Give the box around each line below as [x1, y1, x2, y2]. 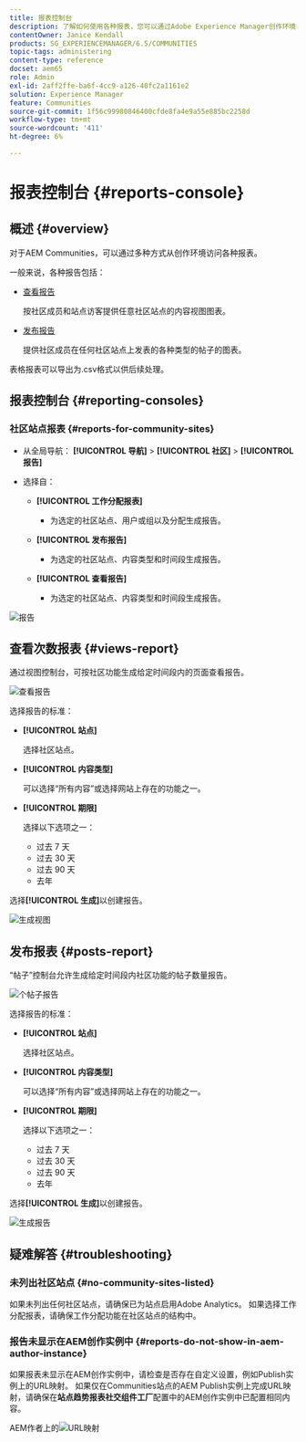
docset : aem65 [9, 65, 64, 74]
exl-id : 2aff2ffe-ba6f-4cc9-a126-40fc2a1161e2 [9, 81, 189, 90]
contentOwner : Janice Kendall [9, 30, 125, 39]
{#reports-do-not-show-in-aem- [135, 1334, 284, 1347]
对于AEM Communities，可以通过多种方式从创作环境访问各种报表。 [9, 247, 262, 258]
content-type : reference [9, 56, 104, 65]
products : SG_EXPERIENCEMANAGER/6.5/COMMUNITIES [9, 38, 198, 48]
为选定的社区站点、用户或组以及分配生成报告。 [49, 515, 226, 526]
